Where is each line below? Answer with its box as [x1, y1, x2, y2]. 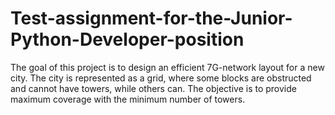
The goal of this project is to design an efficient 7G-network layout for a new [10, 61, 325, 73]
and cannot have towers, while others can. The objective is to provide [10, 82, 297, 94]
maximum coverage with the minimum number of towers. [10, 93, 246, 105]
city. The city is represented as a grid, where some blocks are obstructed [10, 72, 312, 84]
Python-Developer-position [10, 28, 245, 51]
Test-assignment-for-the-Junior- [10, 7, 293, 30]
